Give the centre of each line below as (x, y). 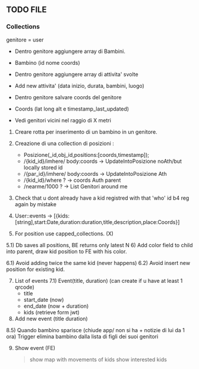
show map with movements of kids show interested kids (98, 359)
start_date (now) (44, 299)
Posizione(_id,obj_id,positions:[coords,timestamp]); (86, 154)
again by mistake (35, 204)
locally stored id (43, 167)
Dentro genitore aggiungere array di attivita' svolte (76, 74)
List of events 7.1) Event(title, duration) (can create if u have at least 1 (99, 280)
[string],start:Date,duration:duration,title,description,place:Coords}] (97, 222)
